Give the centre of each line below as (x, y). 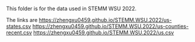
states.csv (19, 26)
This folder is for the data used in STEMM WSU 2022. (71, 9)
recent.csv (19, 33)
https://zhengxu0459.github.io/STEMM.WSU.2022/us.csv (104, 33)
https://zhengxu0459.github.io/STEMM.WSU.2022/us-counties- (110, 26)
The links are (22, 20)
